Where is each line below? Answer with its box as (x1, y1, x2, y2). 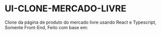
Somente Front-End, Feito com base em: (5, 24, 88, 30)
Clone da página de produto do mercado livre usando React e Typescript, (5, 19, 156, 25)
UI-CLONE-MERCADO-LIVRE (5, 3, 126, 14)
